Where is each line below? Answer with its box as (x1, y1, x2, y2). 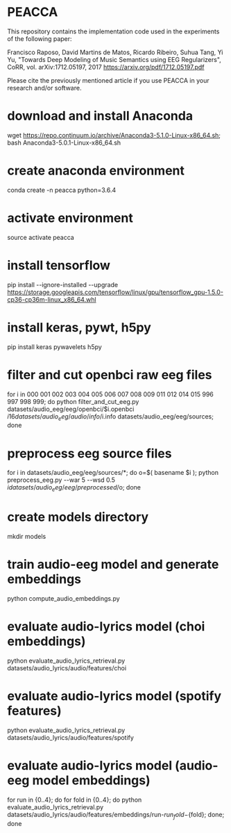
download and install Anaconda (7, 108, 193, 124)
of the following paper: (7, 34, 72, 42)
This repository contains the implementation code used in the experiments (7, 27, 220, 35)
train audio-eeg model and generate (7, 557, 219, 572)
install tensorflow (7, 257, 111, 273)
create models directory (7, 509, 149, 525)
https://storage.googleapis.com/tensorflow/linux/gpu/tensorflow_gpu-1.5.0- (7, 288, 224, 296)
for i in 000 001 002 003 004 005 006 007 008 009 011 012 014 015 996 (7, 390, 214, 398)
